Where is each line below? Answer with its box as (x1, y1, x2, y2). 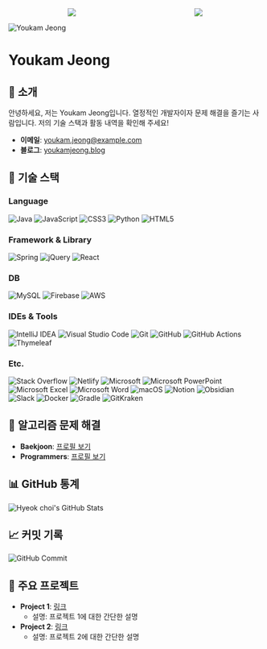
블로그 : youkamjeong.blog (19, 145, 106, 155)
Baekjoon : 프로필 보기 (19, 441, 91, 451)
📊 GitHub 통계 (8, 477, 80, 491)
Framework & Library (8, 234, 92, 245)
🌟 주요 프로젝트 (8, 579, 79, 593)
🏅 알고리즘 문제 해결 (8, 419, 101, 432)
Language (8, 196, 49, 207)
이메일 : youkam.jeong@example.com (19, 135, 142, 144)
